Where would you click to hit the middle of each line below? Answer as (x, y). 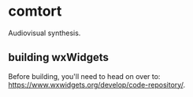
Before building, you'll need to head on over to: (84, 76)
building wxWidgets (58, 57)
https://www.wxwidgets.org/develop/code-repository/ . (97, 84)
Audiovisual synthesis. (45, 33)
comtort (35, 11)
